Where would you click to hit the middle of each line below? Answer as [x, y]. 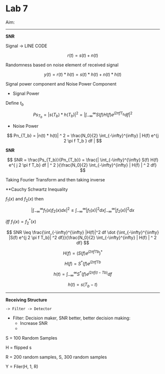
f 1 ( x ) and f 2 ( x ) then [24, 199]
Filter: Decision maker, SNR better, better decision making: [71, 318]
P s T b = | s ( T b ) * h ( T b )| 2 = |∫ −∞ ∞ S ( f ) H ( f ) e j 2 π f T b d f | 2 [83, 115]
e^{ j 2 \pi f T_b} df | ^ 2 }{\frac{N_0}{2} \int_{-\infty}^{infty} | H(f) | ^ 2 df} [83, 165]
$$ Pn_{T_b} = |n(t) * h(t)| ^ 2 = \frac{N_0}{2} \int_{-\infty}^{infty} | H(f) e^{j [83, 135]
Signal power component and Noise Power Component [61, 84]
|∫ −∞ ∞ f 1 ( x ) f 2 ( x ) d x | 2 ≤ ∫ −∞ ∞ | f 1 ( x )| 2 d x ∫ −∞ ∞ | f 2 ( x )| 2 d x [83, 210]
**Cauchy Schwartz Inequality [37, 189]
